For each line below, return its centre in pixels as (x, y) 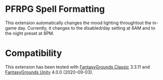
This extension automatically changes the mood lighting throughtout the (78, 23)
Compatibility (34, 53)
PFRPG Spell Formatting (55, 9)
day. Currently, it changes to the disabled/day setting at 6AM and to (86, 28)
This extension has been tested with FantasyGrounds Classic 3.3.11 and (78, 67)
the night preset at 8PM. (30, 33)
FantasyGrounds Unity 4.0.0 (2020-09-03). (49, 72)
